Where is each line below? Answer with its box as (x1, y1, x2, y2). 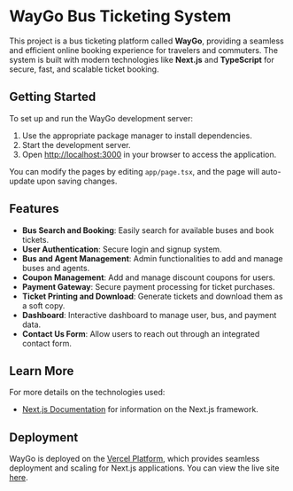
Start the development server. (21, 139, 131, 150)
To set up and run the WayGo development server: (9, 113, 193, 123)
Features (9, 201, 59, 216)
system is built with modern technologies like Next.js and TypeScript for (9, 54, 274, 65)
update (9, 175, 35, 186)
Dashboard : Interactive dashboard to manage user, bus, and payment (21, 309, 277, 320)
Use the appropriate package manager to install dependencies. (21, 130, 252, 141)
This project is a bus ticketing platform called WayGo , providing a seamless (9, 35, 285, 46)
